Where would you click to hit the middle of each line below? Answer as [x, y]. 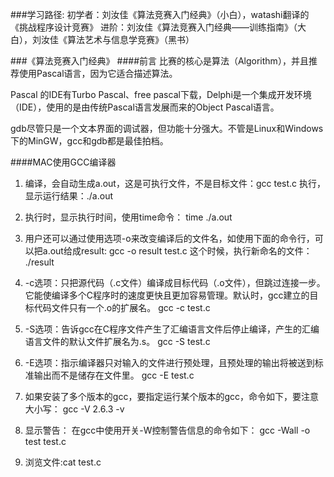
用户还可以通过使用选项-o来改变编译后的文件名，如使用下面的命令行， [169, 238]
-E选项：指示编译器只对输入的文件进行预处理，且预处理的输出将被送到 [169, 362]
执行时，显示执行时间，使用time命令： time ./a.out [128, 217]
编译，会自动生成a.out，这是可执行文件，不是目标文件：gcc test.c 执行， [175, 183]
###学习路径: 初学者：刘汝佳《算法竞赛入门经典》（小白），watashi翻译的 [160, 14]
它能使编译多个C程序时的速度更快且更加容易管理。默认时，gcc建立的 [167, 295]
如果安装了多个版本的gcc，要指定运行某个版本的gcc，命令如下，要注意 [171, 396]
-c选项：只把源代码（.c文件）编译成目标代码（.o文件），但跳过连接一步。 [175, 282]
